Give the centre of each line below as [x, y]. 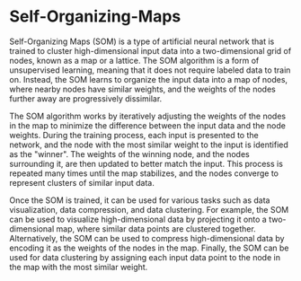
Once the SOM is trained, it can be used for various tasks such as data [140, 200]
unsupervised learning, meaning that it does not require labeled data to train [150, 70]
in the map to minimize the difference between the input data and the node [147, 125]
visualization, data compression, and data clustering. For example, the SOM [149, 209]
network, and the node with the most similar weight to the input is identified [149, 145]
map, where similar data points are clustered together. [156, 228]
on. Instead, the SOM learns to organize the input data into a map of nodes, [149, 79]
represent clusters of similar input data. [82, 182]
